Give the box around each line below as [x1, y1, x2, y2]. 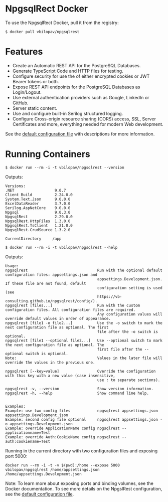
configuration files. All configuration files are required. [5, 307, 136, 312]
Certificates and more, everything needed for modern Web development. [12, 121, 163, 127]
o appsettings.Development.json [5, 421, 73, 426]
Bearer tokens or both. [12, 78, 59, 84]
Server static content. [12, 105, 58, 111]
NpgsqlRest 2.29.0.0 [5, 214, 73, 219]
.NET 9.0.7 [5, 188, 66, 193]
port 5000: [5, 453, 28, 459]
